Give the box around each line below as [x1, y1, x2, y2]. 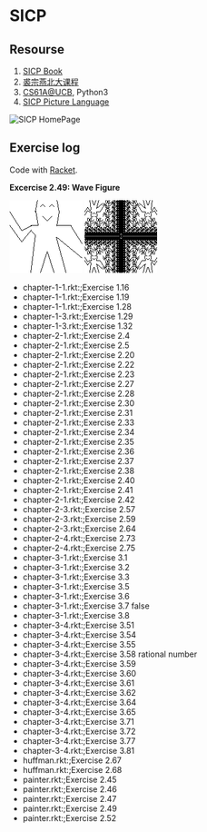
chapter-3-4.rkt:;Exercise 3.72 [22, 726, 136, 737]
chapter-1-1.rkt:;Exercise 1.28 [22, 301, 132, 312]
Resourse [9, 42, 65, 57]
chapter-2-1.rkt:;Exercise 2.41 [22, 484, 133, 495]
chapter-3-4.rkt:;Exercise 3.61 [22, 678, 135, 688]
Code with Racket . [9, 164, 78, 175]
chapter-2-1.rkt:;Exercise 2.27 [22, 378, 134, 389]
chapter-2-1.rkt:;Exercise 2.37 [22, 455, 134, 466]
